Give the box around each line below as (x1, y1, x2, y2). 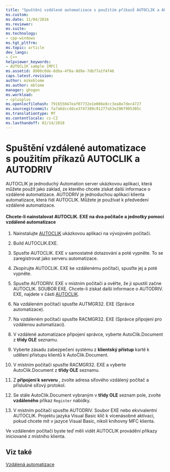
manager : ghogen (6, 87, 40, 93)
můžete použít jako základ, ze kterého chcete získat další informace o (6, 186, 151, 192)
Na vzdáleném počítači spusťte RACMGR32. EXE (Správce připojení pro (13, 316, 162, 322)
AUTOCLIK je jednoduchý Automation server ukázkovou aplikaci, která (6, 180, 152, 186)
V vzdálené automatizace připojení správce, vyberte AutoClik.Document (13, 331, 163, 337)
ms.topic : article (6, 45, 44, 50)
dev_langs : (6, 50, 29, 55)
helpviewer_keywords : (6, 59, 51, 64)
